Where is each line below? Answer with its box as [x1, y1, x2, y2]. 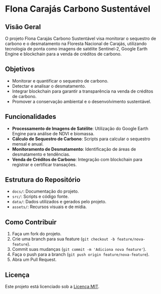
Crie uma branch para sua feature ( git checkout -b [12, 236, 115, 242]
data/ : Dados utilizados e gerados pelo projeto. [12, 199, 107, 205]
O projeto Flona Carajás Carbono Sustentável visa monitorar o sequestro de [5, 35, 156, 41]
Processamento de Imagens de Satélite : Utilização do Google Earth [12, 125, 149, 131]
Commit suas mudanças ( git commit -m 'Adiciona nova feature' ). [12, 246, 146, 252]
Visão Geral [5, 23, 41, 31]
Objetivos [5, 65, 35, 73]
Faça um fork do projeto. [12, 231, 62, 237]
